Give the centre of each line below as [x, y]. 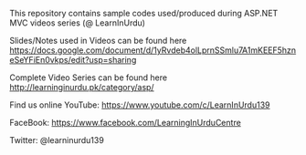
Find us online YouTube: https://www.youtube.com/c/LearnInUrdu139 [140, 105]
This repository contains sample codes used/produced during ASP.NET [144, 13]
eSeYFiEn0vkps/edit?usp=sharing [73, 60]
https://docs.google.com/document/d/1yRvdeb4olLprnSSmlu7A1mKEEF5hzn [153, 50]
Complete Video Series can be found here [88, 77]
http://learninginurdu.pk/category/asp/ [82, 87]
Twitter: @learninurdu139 [57, 140]
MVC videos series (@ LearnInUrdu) [78, 23]
